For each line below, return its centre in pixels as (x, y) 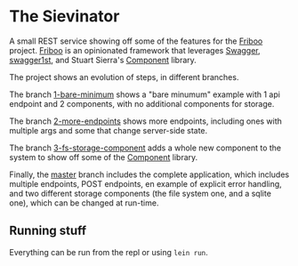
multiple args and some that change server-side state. (109, 130)
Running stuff (48, 231)
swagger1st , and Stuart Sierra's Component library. (103, 60)
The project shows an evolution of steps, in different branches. (124, 77)
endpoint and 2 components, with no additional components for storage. (142, 103)
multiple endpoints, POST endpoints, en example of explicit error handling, (145, 183)
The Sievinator (64, 16)
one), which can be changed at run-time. (84, 203)
